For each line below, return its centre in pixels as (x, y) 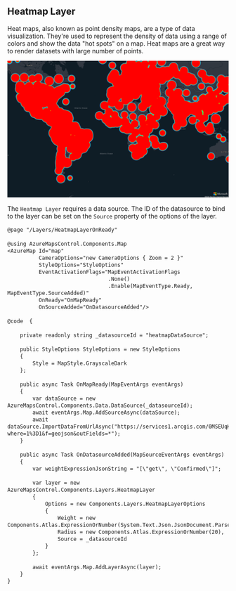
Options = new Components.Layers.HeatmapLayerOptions (125, 504)
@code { (20, 321)
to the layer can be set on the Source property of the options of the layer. (112, 216)
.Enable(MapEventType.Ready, (150, 286)
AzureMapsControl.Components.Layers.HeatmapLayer (81, 490)
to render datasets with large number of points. (76, 51)
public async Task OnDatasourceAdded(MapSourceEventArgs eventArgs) (122, 455)
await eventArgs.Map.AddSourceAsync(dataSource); (106, 413)
